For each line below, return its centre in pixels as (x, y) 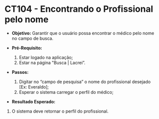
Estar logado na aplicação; (46, 57)
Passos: (20, 72)
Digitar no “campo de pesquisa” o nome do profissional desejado (85, 82)
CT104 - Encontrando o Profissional (79, 9)
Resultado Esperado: (33, 101)
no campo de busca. (32, 38)
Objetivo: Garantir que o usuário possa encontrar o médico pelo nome (83, 33)
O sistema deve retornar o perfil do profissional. (60, 111)
